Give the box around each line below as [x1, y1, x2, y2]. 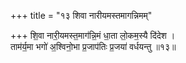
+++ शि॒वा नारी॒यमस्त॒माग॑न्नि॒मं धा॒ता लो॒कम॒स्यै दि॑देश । [10, 30, 176, 41]
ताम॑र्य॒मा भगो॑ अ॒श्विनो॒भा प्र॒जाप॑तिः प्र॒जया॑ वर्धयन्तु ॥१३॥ [10, 41, 177, 52]
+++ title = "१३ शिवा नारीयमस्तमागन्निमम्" [10, 10, 153, 21]
